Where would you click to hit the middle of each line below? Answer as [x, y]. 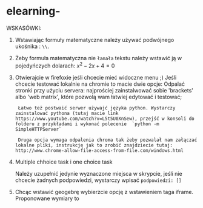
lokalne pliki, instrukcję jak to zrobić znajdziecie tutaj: [94, 145]
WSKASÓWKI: [24, 28]
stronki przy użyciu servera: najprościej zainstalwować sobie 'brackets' [104, 90]
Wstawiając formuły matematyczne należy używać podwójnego [95, 40]
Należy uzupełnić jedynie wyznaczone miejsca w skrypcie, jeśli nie [99, 173]
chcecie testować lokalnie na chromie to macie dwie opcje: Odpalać [100, 84]
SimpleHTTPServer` [38, 129]
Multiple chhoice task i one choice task [64, 162]
